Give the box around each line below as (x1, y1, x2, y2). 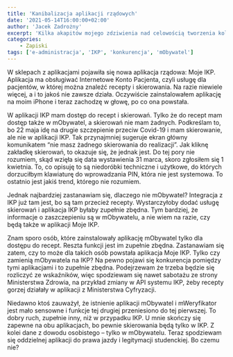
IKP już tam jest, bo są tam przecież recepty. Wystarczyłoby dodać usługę (7, 198, 220, 206)
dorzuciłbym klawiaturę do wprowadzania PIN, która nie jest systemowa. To (7, 169, 223, 178)
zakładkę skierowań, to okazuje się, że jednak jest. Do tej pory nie (7, 147, 196, 156)
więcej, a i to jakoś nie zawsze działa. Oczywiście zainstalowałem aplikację (7, 90, 222, 98)
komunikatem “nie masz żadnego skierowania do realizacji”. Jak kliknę (7, 140, 209, 149)
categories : (7, 36, 42, 43)
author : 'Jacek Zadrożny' (7, 23, 82, 30)
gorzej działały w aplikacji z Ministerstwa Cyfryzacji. (7, 285, 157, 294)
